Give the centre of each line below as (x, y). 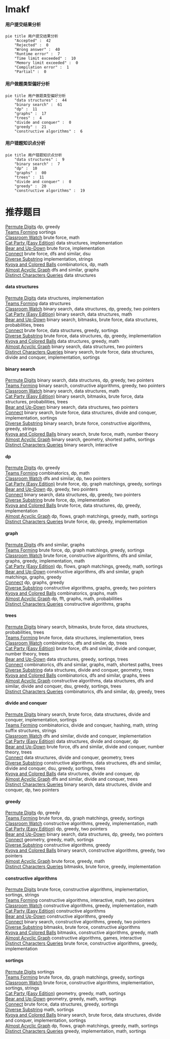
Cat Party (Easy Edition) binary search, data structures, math (69, 314)
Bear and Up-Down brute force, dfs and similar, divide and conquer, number (85, 746)
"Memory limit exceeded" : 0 (46, 63)
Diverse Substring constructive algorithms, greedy (58, 845)
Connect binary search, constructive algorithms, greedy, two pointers (78, 922)
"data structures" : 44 (41, 100)
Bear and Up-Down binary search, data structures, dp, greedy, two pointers (84, 834)
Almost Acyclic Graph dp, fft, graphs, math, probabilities (64, 598)
